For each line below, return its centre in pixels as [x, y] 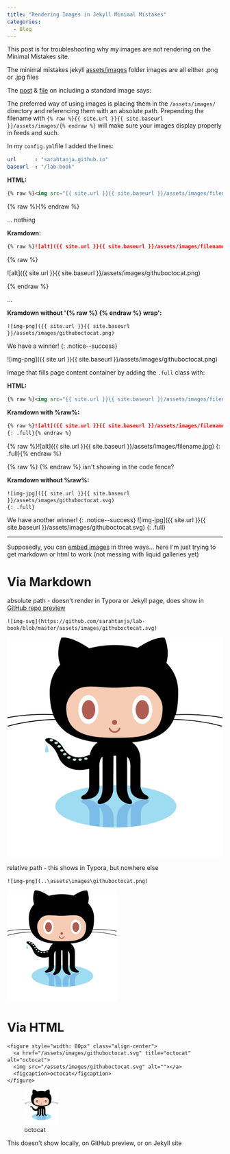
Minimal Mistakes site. [38, 57]
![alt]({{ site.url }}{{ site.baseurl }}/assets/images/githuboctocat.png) [104, 273]
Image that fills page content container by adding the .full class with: [106, 372]
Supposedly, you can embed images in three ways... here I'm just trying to [112, 547]
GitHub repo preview [36, 608]
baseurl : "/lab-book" [41, 167]
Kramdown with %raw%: [43, 412]
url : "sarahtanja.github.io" [58, 160]
